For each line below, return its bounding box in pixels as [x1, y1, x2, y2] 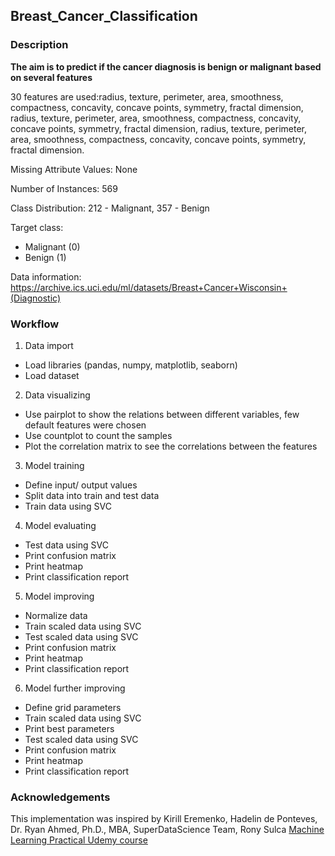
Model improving [24, 590, 95, 602]
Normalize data [24, 609, 88, 621]
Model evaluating [24, 519, 97, 531]
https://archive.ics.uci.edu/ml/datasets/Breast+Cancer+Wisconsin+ [10, 281, 288, 293]
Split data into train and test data [24, 489, 160, 501]
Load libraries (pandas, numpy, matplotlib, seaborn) [24, 359, 238, 371]
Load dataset [24, 369, 80, 381]
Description [10, 38, 69, 52]
